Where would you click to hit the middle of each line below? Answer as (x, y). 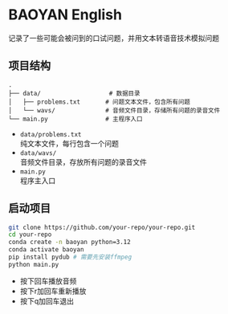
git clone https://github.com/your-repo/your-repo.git (102, 227)
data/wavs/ (38, 153)
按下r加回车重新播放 (53, 291)
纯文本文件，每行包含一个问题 (69, 143)
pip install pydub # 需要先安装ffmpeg (70, 257)
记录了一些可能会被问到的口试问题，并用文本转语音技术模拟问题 (114, 38)
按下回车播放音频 (48, 281)
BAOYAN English (65, 15)
